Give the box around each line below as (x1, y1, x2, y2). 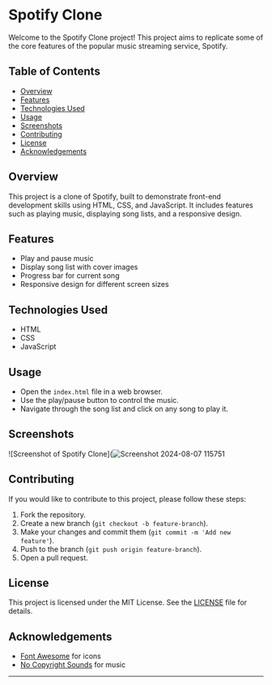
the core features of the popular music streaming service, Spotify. (8, 41, 228, 50)
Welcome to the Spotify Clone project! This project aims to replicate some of (8, 32, 264, 42)
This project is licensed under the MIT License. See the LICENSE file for (8, 597, 248, 607)
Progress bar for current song (19, 271, 120, 280)
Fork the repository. (19, 509, 87, 520)
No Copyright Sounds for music (19, 660, 126, 670)
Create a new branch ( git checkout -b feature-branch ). (19, 518, 209, 528)
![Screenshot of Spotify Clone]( (8, 448, 113, 459)
